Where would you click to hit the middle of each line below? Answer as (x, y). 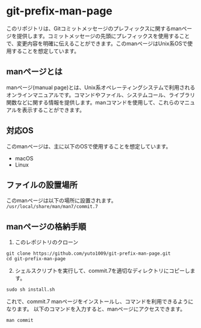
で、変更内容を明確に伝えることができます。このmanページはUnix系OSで (97, 43)
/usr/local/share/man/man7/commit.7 (52, 207)
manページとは (35, 72)
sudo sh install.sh (31, 290)
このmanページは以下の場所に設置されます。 (61, 201)
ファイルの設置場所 (42, 185)
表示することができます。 (54, 110)
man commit (20, 320)
